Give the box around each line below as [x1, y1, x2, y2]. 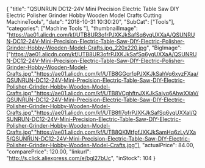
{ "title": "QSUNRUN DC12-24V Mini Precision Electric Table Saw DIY [6, 5, 179, 12]
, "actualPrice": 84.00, [139, 142, 195, 148]
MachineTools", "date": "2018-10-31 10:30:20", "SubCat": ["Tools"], [6, 18, 175, 25]
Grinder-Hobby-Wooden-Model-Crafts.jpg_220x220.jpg [6, 44, 147, 51]
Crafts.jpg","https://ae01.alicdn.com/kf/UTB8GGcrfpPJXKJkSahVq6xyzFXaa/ [6, 70, 199, 77]
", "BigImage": [146, 44, 182, 51]
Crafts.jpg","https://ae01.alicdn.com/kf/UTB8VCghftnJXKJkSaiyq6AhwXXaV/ [6, 90, 199, 97]
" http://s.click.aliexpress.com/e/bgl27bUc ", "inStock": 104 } [6, 155, 156, 161]
